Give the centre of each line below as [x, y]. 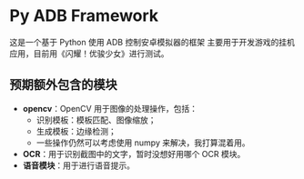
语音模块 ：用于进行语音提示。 [78, 165]
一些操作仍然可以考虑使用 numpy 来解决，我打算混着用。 [143, 143]
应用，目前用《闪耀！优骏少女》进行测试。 [89, 53]
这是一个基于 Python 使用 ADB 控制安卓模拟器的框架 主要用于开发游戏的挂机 [152, 42]
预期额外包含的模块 [63, 85]
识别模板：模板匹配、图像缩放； [96, 120]
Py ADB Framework [84, 16]
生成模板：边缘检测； [76, 131]
